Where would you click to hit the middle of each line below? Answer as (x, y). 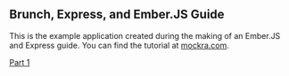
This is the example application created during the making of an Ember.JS (145, 35)
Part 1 (20, 62)
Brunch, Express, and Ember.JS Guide (117, 15)
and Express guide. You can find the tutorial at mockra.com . (119, 45)
